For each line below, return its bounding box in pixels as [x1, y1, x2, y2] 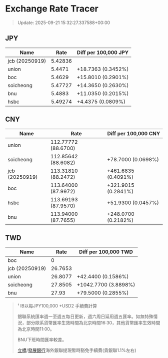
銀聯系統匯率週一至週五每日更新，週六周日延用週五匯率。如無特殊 [17, 313, 153, 319]
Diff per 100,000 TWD [79, 248, 133, 255]
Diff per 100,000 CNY [107, 130, 160, 137]
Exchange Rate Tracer [5, 3, 99, 15]
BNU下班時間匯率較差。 [17, 336, 66, 343]
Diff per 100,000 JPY [76, 49, 129, 56]
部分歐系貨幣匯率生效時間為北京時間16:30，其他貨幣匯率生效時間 [26, 320, 160, 326]
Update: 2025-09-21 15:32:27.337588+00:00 [17, 20, 110, 26]
